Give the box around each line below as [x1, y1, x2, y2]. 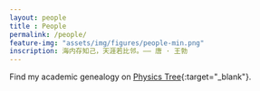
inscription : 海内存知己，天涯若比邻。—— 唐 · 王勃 [9, 47, 188, 56]
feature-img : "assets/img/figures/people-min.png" [9, 38, 205, 48]
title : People [9, 22, 67, 31]
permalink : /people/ [9, 30, 88, 39]
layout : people [9, 13, 67, 23]
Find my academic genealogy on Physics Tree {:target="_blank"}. [9, 71, 252, 82]
